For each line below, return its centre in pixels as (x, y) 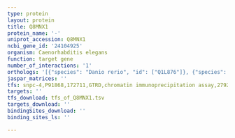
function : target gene (40, 59)
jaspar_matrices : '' (37, 78)
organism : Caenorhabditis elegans (58, 53)
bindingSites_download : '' (47, 111)
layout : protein (31, 20)
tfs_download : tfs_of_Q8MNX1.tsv (56, 98)
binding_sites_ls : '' (39, 117)
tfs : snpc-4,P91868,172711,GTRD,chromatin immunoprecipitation (101, 85)
